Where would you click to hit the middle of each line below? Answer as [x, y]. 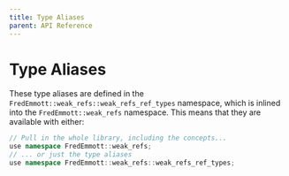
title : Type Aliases [47, 17]
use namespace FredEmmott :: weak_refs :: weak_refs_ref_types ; [122, 163]
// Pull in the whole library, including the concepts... [118, 138]
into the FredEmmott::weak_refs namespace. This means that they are [135, 112]
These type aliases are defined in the [76, 94]
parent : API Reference [51, 26]
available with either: [47, 122]
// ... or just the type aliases [71, 155]
